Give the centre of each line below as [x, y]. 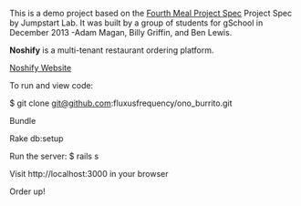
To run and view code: [52, 85]
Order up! [27, 191]
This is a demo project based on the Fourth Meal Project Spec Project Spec [151, 13]
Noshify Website [41, 68]
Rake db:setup [36, 139]
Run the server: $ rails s [54, 156]
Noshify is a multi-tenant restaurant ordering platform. [112, 50]
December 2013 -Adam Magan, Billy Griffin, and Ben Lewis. [121, 32]
